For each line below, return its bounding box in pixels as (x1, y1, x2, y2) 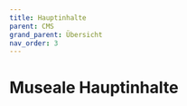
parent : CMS (9, 22, 54, 31)
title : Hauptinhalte (9, 13, 88, 23)
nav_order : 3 (9, 38, 59, 48)
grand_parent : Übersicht (9, 30, 103, 39)
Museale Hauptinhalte (9, 78, 179, 98)
